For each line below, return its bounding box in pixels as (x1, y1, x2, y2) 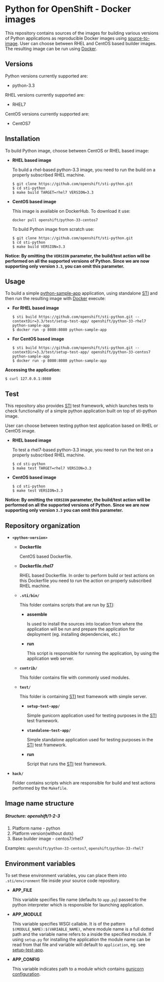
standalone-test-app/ (26, 728, 71, 733)
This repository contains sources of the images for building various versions (5, 30, 159, 36)
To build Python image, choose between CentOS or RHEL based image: (5, 148, 149, 153)
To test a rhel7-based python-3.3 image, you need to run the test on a (12, 447, 153, 453)
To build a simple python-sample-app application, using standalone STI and (5, 290, 158, 296)
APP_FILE (12, 887, 33, 893)
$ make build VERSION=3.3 (12, 244, 65, 249)
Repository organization (5, 521, 81, 530)
